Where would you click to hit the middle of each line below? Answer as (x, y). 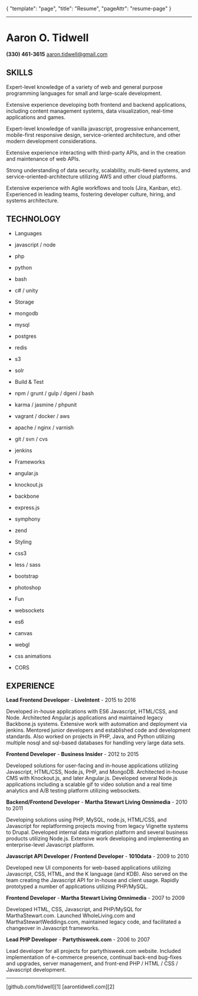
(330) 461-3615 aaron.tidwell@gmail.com (57, 54)
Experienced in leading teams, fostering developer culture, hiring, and (91, 194)
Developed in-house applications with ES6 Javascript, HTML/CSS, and (92, 711)
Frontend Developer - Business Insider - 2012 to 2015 (72, 754)
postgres (25, 336)
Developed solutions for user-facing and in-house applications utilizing (92, 765)
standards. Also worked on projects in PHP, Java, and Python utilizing (91, 737)
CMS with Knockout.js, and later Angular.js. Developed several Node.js (92, 778)
